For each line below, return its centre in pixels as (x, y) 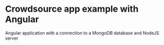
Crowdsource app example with (72, 9)
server (12, 38)
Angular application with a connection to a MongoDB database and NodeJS (82, 33)
